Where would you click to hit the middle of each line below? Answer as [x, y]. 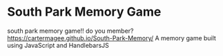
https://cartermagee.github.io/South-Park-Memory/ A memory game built [111, 38]
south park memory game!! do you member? [70, 31]
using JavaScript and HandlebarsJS [58, 45]
